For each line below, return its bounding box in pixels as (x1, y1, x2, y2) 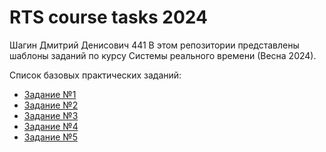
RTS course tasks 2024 (9, 6, 208, 29)
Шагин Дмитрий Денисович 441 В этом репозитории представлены (9, 39, 300, 51)
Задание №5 (23, 131, 78, 143)
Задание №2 (23, 99, 79, 111)
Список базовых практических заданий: (9, 69, 182, 81)
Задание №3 (23, 109, 79, 121)
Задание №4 (23, 120, 79, 132)
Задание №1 (23, 88, 77, 100)
